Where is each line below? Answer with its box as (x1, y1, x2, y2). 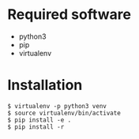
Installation (7, 77, 83, 94)
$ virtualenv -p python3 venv (7, 102, 107, 110)
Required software (7, 6, 132, 24)
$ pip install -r (7, 122, 65, 131)
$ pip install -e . (7, 116, 72, 124)
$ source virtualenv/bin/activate (7, 109, 122, 117)
